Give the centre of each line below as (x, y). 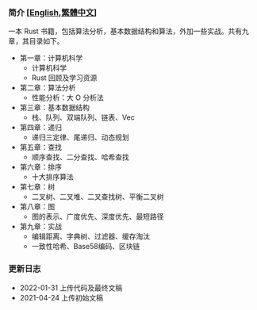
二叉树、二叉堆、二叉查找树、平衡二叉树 (98, 197)
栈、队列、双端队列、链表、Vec (83, 117)
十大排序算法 (52, 177)
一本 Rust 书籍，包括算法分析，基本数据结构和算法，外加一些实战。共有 (125, 31)
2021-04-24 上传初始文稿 (61, 297)
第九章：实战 (40, 227)
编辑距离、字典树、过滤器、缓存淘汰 (91, 236)
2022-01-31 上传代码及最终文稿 (71, 288)
